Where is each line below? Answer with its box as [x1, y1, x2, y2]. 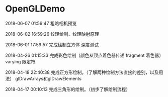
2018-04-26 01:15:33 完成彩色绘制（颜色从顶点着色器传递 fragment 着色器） [5, 52, 164, 58]
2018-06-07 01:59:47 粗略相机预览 [5, 20, 77, 26]
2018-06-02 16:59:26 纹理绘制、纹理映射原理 [5, 31, 100, 37]
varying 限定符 [5, 58, 36, 64]
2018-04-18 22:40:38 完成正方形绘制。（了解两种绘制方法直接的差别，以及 [5, 69, 159, 75]
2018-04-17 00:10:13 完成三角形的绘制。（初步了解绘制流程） [5, 86, 131, 92]
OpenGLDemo [5, 3, 65, 15]
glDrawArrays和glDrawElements [15, 75, 82, 81]
